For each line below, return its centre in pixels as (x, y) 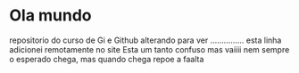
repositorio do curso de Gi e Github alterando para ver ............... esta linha (145, 40)
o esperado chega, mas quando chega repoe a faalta (107, 59)
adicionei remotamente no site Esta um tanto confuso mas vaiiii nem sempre (149, 49)
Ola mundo (50, 16)
